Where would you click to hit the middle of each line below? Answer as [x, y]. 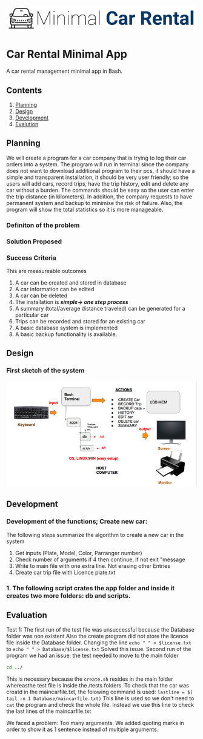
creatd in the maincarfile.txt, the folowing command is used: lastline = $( [100, 692]
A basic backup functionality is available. [66, 334]
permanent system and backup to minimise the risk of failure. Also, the [95, 203]
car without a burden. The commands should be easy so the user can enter [100, 190]
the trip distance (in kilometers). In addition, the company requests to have [99, 197]
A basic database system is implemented [66, 328]
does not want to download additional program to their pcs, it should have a [101, 170]
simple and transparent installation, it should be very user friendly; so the [98, 177]
